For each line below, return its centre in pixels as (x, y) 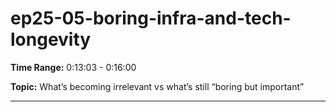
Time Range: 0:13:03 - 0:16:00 (73, 67)
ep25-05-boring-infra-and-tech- (151, 18)
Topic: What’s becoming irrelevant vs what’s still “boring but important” (157, 86)
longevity (51, 39)
